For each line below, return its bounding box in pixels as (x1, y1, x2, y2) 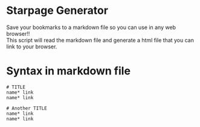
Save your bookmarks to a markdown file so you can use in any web (6, 24, 176, 31)
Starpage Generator (6, 4, 109, 18)
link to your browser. (6, 43, 57, 50)
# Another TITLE (6, 105, 47, 111)
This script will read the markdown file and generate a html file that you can (6, 36, 195, 44)
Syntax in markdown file (6, 64, 131, 78)
